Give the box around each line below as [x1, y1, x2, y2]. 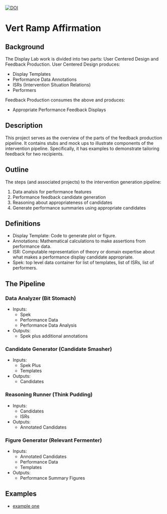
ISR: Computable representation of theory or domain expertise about [12, 249, 155, 255]
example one [12, 503, 40, 509]
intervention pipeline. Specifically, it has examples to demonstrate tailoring [5, 145, 159, 151]
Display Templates [12, 71, 51, 77]
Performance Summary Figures [20, 475, 86, 481]
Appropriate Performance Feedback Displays [12, 107, 107, 113]
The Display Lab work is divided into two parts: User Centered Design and [5, 56, 159, 62]
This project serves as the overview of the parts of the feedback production [5, 134, 162, 141]
